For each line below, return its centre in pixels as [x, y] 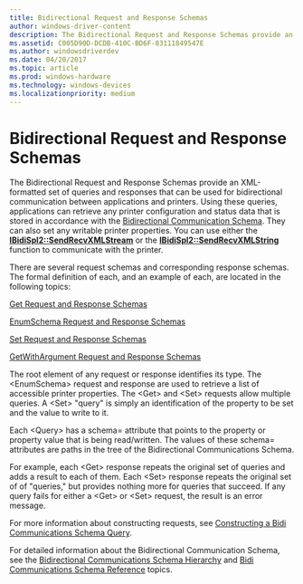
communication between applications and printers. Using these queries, [143, 202]
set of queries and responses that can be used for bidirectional [166, 192]
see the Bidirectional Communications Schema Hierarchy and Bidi [132, 560]
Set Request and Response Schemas [78, 340]
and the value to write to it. [59, 413]
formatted [28, 192]
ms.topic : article [44, 69]
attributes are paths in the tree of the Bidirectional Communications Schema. [152, 450]
